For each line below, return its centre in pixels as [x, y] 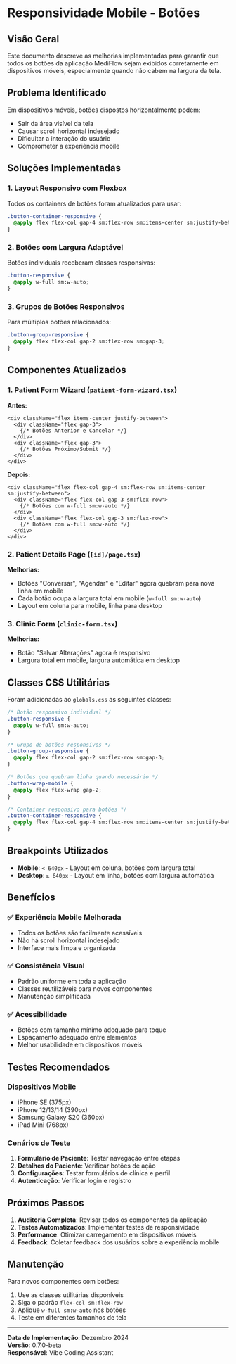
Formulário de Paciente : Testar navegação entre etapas [99, 1158]
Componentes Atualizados [67, 370]
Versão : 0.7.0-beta [34, 1345]
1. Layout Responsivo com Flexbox [67, 188]
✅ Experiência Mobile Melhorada [64, 918]
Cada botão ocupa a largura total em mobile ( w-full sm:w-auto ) [109, 598]
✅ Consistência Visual [46, 966]
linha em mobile [40, 591]
